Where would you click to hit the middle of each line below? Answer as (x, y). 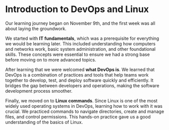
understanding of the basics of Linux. (44, 122)
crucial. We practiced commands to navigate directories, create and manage (85, 111)
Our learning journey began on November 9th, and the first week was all (80, 23)
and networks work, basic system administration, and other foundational (80, 49)
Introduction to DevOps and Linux (77, 9)
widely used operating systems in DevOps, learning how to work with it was (84, 106)
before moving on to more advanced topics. (51, 59)
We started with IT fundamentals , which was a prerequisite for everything (82, 38)
